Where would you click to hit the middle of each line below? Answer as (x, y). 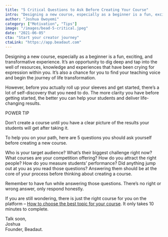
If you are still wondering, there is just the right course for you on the (76, 198)
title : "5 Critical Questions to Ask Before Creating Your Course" (77, 10)
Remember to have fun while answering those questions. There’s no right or (83, 183)
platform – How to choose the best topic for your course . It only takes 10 (79, 204)
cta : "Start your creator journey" (42, 38)
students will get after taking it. (37, 128)
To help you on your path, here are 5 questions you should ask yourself (78, 137)
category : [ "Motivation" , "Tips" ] (41, 24)
